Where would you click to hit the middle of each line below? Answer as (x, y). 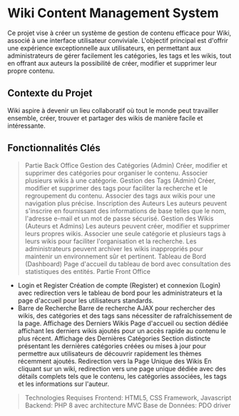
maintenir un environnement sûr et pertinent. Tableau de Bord (116, 256)
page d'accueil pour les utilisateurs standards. (86, 300)
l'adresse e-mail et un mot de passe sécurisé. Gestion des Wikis (119, 218)
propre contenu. (31, 71)
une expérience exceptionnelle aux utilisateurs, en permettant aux (105, 48)
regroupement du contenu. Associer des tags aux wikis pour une (120, 196)
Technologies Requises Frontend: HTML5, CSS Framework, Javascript (128, 397)
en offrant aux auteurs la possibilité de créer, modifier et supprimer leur (112, 63)
